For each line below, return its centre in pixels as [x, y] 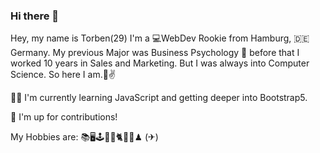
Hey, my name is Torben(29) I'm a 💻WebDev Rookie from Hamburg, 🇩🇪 [160, 38]
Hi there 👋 [35, 16]
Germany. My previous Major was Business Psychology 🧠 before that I [155, 53]
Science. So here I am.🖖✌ [63, 75]
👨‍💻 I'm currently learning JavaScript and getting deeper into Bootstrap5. [159, 98]
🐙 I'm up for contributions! [64, 117]
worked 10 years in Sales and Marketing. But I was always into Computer [160, 63]
